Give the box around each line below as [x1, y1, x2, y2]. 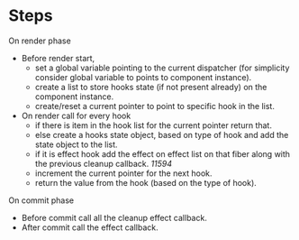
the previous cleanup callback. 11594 [34, 158, 173, 169]
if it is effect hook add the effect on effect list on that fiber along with [34, 148, 290, 159]
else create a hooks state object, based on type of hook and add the [34, 129, 289, 140]
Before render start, [21, 52, 95, 63]
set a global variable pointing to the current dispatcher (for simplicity [34, 62, 290, 73]
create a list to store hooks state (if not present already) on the [34, 81, 267, 92]
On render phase [8, 35, 71, 46]
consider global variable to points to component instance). [34, 71, 252, 82]
